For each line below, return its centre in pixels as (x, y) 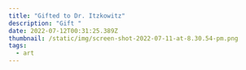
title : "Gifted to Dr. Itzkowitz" (67, 16)
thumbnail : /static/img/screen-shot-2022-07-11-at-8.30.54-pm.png (123, 38)
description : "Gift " (45, 23)
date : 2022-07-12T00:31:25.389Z (63, 31)
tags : (18, 46)
